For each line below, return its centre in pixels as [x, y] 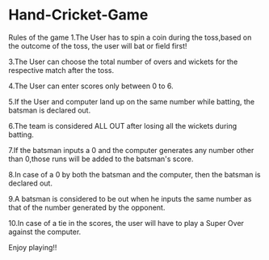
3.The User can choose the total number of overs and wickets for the [123, 62]
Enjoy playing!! [33, 247]
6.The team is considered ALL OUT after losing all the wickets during [123, 126]
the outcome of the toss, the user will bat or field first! [98, 45]
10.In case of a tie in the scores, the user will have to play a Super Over [126, 223]
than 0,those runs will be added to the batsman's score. [101, 159]
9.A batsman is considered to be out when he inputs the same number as [130, 198]
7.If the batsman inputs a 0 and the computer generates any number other [131, 150]
